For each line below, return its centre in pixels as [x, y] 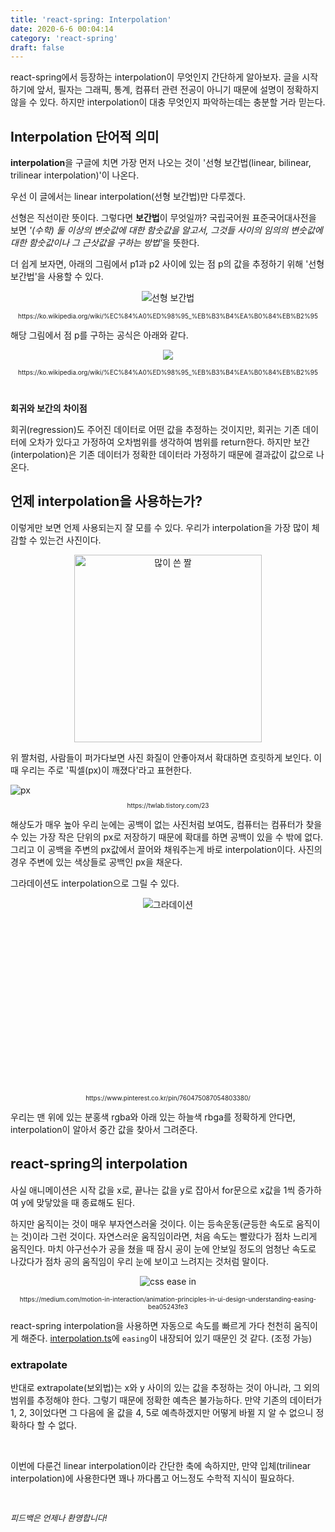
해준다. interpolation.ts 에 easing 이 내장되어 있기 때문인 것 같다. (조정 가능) [166, 1338]
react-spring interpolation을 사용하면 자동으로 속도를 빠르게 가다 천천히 [151, 1325]
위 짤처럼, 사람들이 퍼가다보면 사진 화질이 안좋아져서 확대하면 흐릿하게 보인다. [161, 757]
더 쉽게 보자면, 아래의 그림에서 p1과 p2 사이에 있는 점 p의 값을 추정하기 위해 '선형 [167, 264]
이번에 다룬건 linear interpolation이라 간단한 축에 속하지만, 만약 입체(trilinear [161, 1465]
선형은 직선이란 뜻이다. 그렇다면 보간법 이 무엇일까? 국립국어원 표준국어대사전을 [163, 218]
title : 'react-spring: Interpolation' [91, 19]
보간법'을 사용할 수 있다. [57, 277]
